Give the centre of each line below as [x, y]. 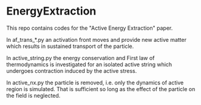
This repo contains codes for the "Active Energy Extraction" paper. [90, 28]
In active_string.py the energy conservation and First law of [80, 58]
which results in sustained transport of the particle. [70, 46]
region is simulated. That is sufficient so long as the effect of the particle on [101, 89]
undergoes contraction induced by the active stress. [72, 70]
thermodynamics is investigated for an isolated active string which [89, 64]
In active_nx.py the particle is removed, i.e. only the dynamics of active [95, 83]
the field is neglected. [33, 95]
